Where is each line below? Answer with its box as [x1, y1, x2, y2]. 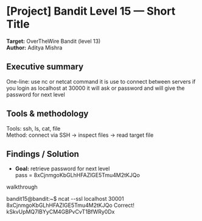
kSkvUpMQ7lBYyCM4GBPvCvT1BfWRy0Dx [6, 208, 115, 216]
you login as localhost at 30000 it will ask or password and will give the [6, 84, 185, 92]
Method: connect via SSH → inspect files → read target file [6, 131, 154, 139]
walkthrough [6, 183, 38, 190]
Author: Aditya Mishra [6, 44, 63, 51]
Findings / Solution [6, 148, 79, 159]
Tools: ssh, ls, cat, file [6, 125, 61, 132]
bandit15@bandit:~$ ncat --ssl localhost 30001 [6, 195, 124, 203]
